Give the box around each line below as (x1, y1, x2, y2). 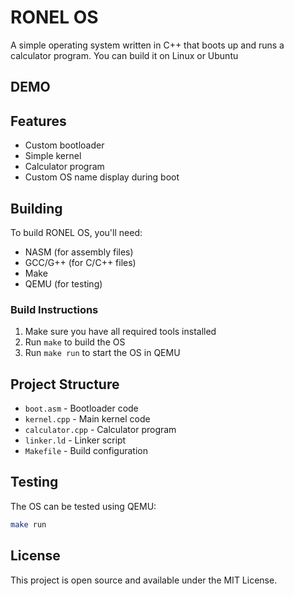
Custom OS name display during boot (24, 171, 180, 183)
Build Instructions (10, 302, 99, 316)
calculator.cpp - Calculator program (24, 424, 177, 436)
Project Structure (10, 376, 120, 393)
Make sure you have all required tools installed (24, 326, 217, 338)
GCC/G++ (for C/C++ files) (24, 256, 137, 268)
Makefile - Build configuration (24, 445, 148, 457)
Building (10, 200, 63, 217)
